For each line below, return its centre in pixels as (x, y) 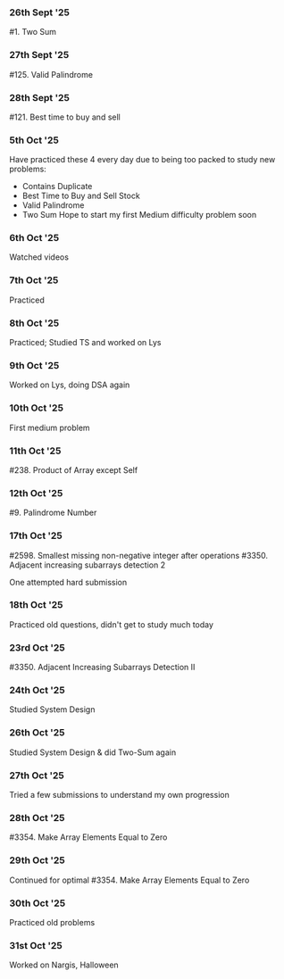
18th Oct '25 (36, 605)
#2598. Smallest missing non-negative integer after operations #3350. (139, 555)
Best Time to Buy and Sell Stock (81, 196)
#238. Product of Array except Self (74, 469)
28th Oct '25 (37, 817)
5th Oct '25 (34, 140)
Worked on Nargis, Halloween (64, 965)
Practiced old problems (52, 922)
